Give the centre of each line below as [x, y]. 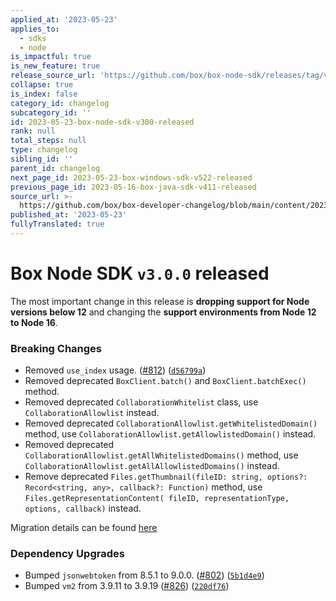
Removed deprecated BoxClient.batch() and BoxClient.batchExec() [165, 381]
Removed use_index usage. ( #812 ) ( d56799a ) [115, 370]
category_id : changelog [60, 103]
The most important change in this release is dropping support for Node [160, 301]
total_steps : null [48, 141]
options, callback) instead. [83, 508]
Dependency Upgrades [67, 554]
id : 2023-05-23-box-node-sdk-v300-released [102, 122]
